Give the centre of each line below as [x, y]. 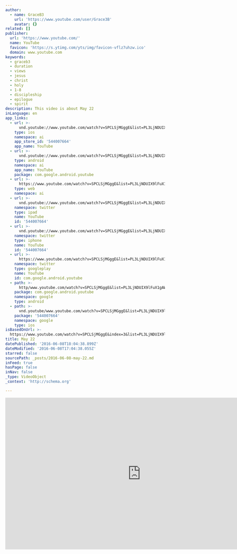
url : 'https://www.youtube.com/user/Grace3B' [63, 19]
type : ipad [26, 212]
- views [18, 71]
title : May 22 [20, 339]
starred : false [21, 353]
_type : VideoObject [26, 377]
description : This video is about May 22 [50, 109]
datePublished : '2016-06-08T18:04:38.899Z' [52, 344]
